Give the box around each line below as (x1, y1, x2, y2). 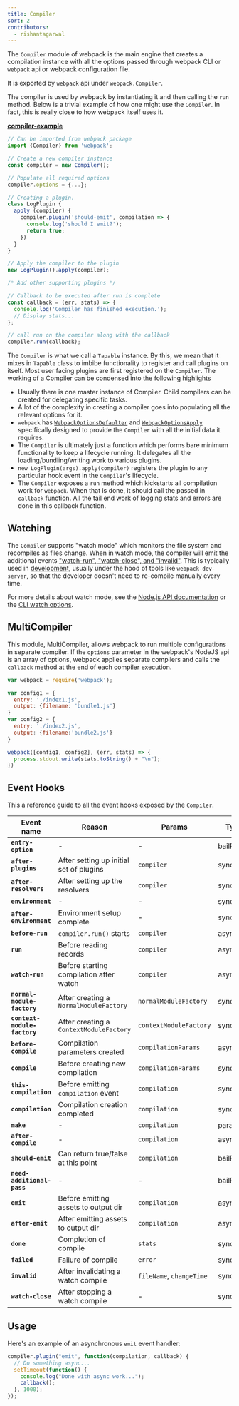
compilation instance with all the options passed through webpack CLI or (7, 58, 221, 66)
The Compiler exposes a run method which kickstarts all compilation (17, 479, 218, 487)
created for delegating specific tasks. (17, 395, 128, 404)
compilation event (58, 1089, 119, 1099)
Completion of (58, 1235, 106, 1245)
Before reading (58, 940, 108, 950)
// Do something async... (14, 1360, 91, 1367)
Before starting (58, 961, 108, 971)
